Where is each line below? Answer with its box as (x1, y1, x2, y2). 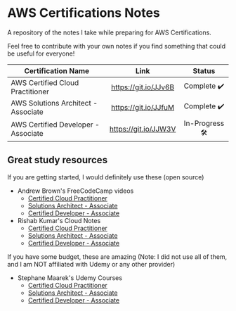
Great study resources (7, 154, 107, 166)
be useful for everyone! (7, 49, 75, 58)
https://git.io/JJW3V (109, 125, 176, 134)
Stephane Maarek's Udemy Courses (17, 273, 123, 282)
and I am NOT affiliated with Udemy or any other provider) (7, 260, 176, 268)
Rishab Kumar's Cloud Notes (17, 216, 101, 224)
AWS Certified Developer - (11, 120, 100, 129)
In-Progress (183, 118, 225, 128)
